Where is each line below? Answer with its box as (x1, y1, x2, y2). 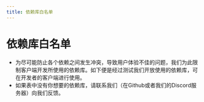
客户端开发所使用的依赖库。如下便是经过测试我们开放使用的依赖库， (20, 66, 193, 73)
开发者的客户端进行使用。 (20, 74, 86, 81)
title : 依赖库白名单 (6, 9, 53, 15)
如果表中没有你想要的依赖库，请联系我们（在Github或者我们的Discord (15, 81, 192, 89)
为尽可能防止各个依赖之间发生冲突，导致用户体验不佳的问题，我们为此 (15, 59, 193, 66)
